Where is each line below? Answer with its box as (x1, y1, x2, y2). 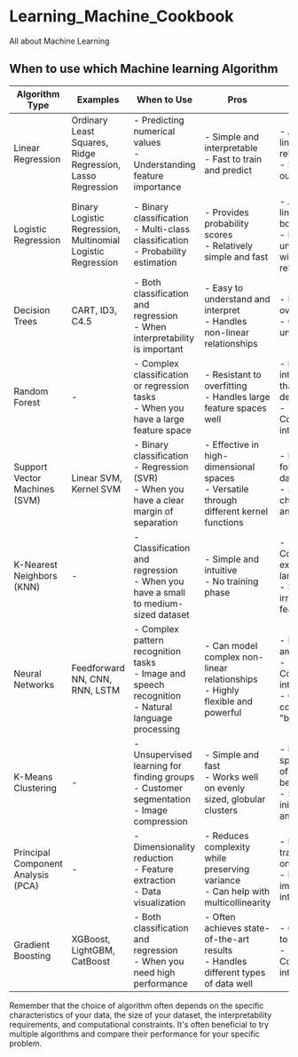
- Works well (203, 771, 259, 783)
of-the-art (203, 933, 250, 945)
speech (133, 678, 165, 691)
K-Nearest (13, 558, 58, 571)
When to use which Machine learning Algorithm (9, 61, 278, 76)
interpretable (203, 141, 259, 154)
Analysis (13, 869, 50, 881)
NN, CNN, (71, 673, 113, 685)
